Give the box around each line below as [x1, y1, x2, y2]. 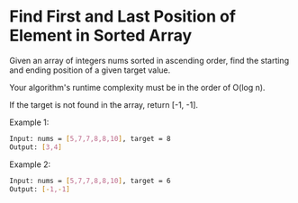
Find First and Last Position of [9, 6, 237, 27]
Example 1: [9, 117, 50, 128]
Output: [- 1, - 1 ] [9, 184, 70, 194]
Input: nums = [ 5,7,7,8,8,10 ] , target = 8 [9, 134, 171, 143]
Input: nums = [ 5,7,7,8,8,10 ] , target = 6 [9, 176, 171, 185]
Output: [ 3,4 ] [9, 142, 63, 152]
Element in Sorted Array [9, 25, 193, 46]
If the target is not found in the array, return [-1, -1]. [9, 99, 199, 110]
